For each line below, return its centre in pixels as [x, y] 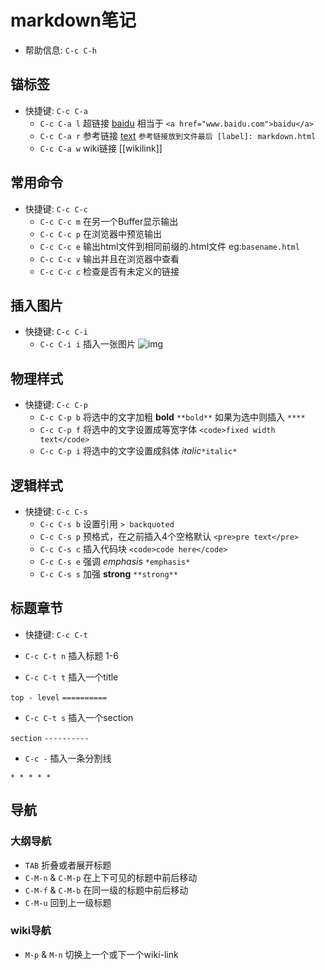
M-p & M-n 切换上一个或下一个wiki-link [101, 954]
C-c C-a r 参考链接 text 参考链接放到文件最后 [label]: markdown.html [178, 135]
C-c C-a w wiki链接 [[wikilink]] [101, 148]
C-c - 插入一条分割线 [68, 758]
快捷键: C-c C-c [56, 208]
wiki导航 [31, 931]
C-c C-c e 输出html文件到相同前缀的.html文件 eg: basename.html [169, 246]
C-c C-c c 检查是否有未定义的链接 [109, 271]
